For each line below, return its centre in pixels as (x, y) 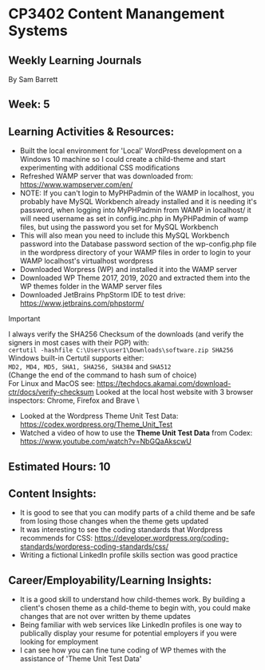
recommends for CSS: (56, 538)
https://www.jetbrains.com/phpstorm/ (82, 303)
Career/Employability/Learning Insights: (110, 580)
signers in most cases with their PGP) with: (79, 343)
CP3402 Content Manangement (117, 14)
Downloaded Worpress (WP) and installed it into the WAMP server (129, 270)
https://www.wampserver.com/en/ (76, 185)
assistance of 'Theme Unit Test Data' (81, 659)
